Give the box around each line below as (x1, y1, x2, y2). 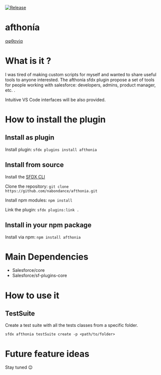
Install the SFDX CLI (5, 173, 45, 179)
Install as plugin (5, 133, 55, 142)
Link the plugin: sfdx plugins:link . (5, 206, 80, 212)
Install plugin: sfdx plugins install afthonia (5, 146, 97, 152)
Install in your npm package (5, 221, 92, 230)
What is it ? (5, 56, 52, 66)
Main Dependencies (5, 251, 88, 262)
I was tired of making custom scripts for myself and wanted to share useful (5, 71, 157, 77)
